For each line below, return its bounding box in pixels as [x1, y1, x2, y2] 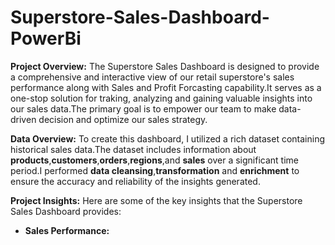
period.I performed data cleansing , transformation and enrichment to [10, 164, 300, 176]
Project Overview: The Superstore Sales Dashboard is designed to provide [10, 60, 320, 72]
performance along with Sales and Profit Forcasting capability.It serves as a [10, 81, 322, 93]
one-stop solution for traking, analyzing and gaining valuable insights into [10, 92, 313, 104]
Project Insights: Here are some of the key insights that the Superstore [10, 194, 303, 206]
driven [10, 113, 37, 125]
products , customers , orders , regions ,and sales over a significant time [10, 154, 299, 166]
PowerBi [10, 27, 82, 50]
